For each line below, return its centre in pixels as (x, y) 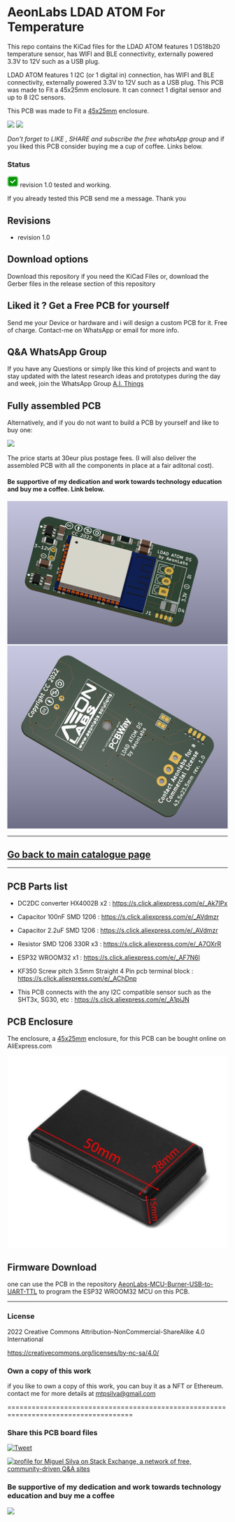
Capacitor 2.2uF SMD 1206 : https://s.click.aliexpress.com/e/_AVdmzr (117, 931)
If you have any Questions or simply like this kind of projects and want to (112, 369)
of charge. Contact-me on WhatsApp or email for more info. (93, 330)
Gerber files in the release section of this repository (81, 284)
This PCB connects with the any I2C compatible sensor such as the (114, 992)
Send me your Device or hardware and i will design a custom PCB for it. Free (117, 322)
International (26, 1339)
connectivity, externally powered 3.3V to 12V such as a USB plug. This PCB (115, 82)
